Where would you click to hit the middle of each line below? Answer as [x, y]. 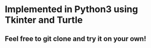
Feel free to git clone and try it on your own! [75, 39]
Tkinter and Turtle [44, 20]
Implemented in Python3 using [71, 9]
